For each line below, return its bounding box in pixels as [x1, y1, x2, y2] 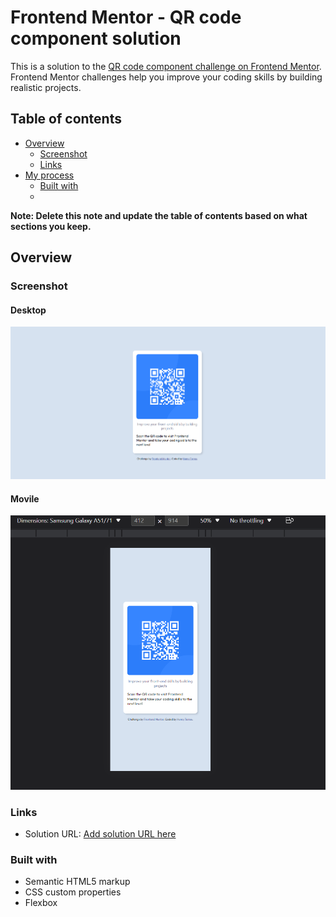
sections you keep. [10, 220, 92, 232]
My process [24, 169, 75, 181]
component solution [10, 27, 182, 50]
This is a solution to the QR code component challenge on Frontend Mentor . [10, 60, 322, 72]
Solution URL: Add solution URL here [24, 828, 177, 840]
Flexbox [24, 897, 58, 909]
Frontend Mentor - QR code [10, 6, 242, 29]
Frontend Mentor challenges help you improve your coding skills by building [10, 71, 323, 83]
